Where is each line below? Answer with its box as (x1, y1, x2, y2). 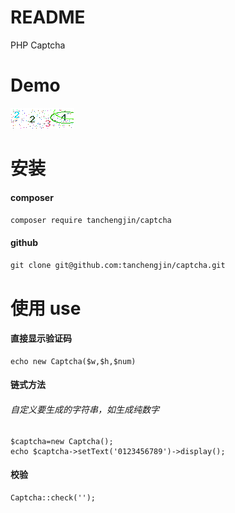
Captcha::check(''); (10, 492, 97, 503)
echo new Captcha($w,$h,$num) (10, 356, 137, 366)
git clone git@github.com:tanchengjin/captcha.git (10, 261, 226, 271)
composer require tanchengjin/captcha (10, 216, 172, 226)
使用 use (10, 297, 82, 320)
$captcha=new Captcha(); (10, 436, 114, 446)
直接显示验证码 (10, 332, 72, 345)
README (10, 6, 86, 29)
